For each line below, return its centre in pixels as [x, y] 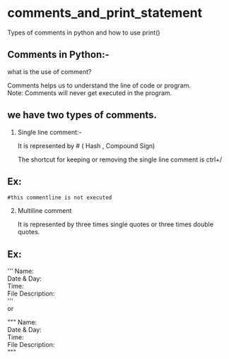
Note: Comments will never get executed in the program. [90, 92]
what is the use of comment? [49, 71]
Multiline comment [45, 211]
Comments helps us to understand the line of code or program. [99, 85]
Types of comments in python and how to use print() [84, 32]
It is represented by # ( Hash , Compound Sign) [86, 145]
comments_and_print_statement [105, 13]
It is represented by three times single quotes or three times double [116, 224]
